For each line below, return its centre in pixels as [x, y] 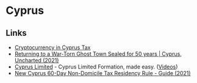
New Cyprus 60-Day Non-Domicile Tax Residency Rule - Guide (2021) [102, 73]
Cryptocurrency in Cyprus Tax [52, 47]
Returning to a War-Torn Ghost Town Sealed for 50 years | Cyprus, [98, 54]
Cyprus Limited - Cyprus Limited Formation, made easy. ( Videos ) [96, 67]
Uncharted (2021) [37, 60]
